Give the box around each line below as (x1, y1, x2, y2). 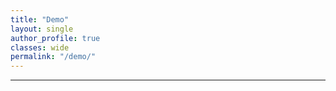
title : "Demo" (10, 14, 70, 25)
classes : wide (10, 42, 70, 53)
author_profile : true (10, 33, 101, 43)
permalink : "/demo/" (10, 52, 97, 62)
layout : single (10, 24, 74, 34)
